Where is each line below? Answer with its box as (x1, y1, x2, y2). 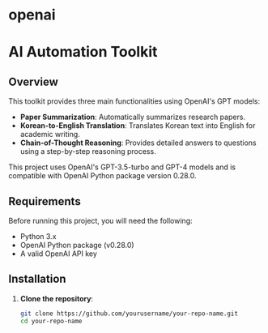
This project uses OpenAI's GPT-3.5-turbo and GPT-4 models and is (8, 162, 236, 172)
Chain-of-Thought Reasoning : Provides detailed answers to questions (19, 138, 257, 147)
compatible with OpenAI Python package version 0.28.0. (8, 171, 197, 181)
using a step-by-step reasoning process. (19, 147, 156, 156)
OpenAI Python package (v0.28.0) (19, 241, 135, 250)
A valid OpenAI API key (19, 249, 97, 258)
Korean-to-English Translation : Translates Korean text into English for (19, 121, 256, 130)
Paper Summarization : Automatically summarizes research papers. (19, 112, 245, 122)
